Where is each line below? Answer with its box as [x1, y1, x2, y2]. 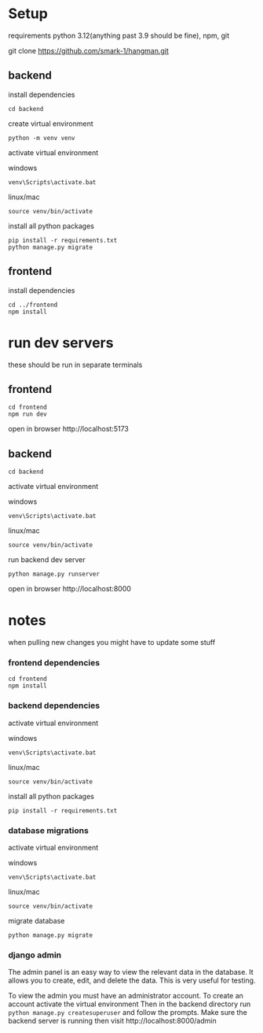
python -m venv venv [8, 134, 76, 142]
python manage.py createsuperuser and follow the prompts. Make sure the [8, 1008, 247, 1017]
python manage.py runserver [8, 570, 100, 579]
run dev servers [8, 334, 114, 351]
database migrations [8, 824, 89, 835]
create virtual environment [8, 119, 94, 128]
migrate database [8, 916, 65, 925]
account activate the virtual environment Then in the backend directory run [8, 999, 251, 1009]
